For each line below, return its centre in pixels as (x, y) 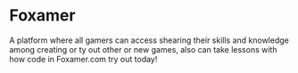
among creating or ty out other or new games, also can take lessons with (143, 49)
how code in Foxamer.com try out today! (83, 59)
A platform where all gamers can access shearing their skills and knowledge (149, 40)
